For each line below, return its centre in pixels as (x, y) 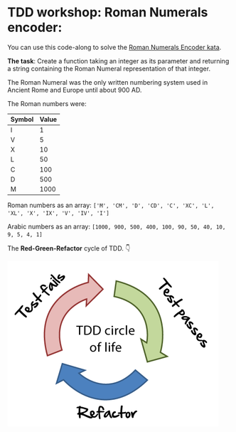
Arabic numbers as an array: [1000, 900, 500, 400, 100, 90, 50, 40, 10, (117, 226)
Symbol (22, 120)
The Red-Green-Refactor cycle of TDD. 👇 (69, 248)
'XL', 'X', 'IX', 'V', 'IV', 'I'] (59, 213)
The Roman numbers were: (47, 103)
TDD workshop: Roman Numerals (108, 12)
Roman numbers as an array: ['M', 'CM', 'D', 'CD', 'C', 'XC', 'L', (111, 205)
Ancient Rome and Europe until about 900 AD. (75, 90)
